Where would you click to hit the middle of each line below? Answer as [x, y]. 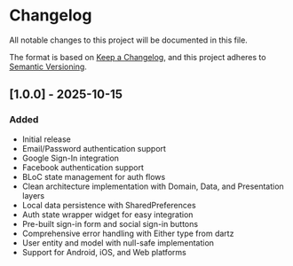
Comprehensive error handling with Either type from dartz [128, 233]
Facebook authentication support [83, 167]
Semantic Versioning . [48, 66]
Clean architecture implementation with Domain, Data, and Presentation [153, 186]
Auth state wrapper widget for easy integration [107, 215]
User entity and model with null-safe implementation [118, 243]
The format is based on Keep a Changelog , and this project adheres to [138, 57]
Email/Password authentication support [94, 148]
